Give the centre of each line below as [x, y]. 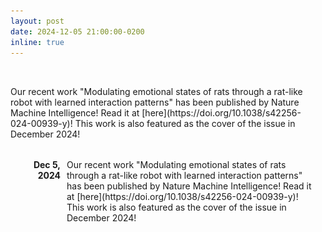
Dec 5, [47, 165]
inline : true [37, 42]
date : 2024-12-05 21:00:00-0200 [77, 31]
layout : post [37, 21]
